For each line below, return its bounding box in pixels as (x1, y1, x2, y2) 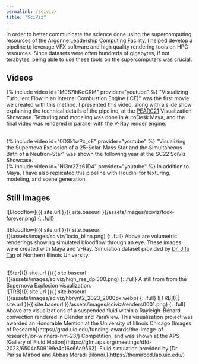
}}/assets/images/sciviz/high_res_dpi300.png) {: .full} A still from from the (6, 276, 187, 283)
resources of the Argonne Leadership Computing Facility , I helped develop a (6, 37, 193, 44)
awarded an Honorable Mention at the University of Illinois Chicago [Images (6, 320, 192, 327)
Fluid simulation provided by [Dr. (99, 345, 179, 352)
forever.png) (6, 215, 37, 222)
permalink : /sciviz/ (6, 8, 58, 15)
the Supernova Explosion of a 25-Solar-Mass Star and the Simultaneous (6, 144, 182, 151)
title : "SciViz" (6, 14, 46, 20)
